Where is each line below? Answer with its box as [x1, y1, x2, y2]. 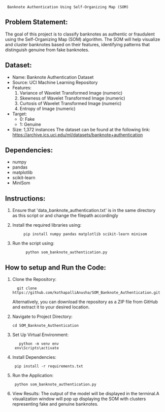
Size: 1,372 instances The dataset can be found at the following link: [12, 126, 150, 133]
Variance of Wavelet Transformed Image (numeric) [19, 90, 123, 96]
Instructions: [5, 194, 46, 203]
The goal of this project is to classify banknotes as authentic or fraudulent [5, 31, 155, 37]
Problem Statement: [5, 18, 68, 27]
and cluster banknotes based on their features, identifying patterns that [5, 41, 150, 47]
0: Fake [19, 116, 35, 122]
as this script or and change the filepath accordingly [12, 212, 119, 219]
